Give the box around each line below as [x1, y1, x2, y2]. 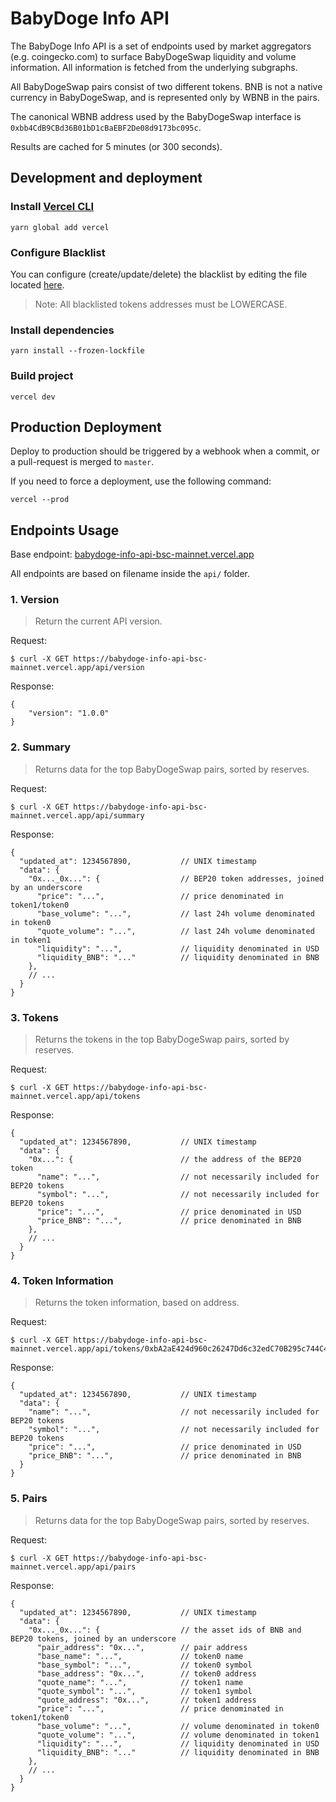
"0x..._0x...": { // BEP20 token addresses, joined [28, 873, 325, 884]
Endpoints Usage [10, 522, 120, 539]
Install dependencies [10, 323, 115, 337]
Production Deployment [10, 418, 162, 436]
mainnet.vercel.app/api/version [10, 663, 145, 673]
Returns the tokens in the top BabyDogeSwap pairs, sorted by [34, 1033, 290, 1046]
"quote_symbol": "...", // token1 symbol [36, 1686, 253, 1696]
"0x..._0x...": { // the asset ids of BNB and [28, 1625, 302, 1635]
